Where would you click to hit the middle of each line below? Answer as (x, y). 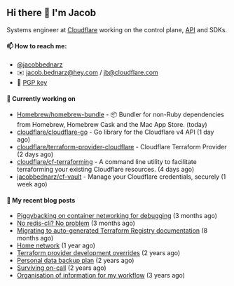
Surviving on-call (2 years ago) (61, 268)
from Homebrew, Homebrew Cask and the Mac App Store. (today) (112, 125)
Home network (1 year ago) (56, 245)
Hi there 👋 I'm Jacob (51, 13)
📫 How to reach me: (37, 46)
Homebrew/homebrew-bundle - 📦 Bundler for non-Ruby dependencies (121, 115)
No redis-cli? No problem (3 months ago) (76, 223)
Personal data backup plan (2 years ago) (75, 261)
